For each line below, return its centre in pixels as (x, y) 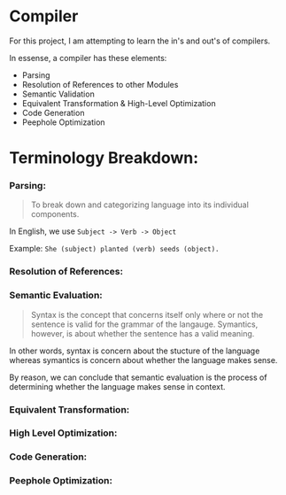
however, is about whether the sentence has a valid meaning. (143, 333)
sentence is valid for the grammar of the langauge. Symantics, (144, 324)
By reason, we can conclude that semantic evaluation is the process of (138, 377)
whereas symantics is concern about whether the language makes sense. (143, 360)
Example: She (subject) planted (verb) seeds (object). (114, 249)
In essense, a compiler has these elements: (88, 58)
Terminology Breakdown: (104, 158)
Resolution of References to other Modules (100, 84)
